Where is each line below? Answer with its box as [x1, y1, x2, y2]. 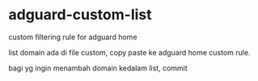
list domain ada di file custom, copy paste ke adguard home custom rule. [8, 47, 251, 57]
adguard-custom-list [8, 6, 152, 24]
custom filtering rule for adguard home [8, 32, 137, 42]
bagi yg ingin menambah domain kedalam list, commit [8, 63, 188, 73]
